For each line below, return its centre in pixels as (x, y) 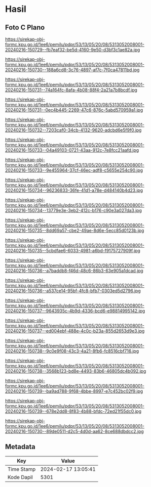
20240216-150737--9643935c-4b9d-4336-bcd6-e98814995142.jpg (75, 311)
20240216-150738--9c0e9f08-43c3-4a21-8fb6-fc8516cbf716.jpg (72, 351)
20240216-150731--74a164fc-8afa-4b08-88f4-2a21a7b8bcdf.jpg (71, 90)
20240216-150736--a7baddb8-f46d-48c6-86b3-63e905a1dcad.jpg (74, 271)
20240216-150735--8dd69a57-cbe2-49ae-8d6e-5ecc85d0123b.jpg (75, 230)
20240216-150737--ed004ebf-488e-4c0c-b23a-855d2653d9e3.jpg (75, 331)
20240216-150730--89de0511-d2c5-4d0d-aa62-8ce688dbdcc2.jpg (75, 431)
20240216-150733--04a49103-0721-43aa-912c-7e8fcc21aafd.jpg (72, 150)
